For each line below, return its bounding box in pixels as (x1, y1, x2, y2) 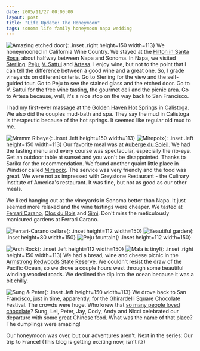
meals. (6, 186, 23, 193)
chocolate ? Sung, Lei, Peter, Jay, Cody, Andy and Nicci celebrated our (6, 308, 179, 315)
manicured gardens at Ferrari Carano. (6, 216, 99, 223)
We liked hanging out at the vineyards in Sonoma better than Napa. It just (6, 197, 186, 204)
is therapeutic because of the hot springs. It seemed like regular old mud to (6, 117, 192, 124)
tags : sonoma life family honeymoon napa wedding (6, 25, 133, 32)
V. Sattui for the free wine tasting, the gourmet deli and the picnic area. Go (6, 86, 189, 93)
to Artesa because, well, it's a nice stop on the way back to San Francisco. (6, 93, 189, 100)
